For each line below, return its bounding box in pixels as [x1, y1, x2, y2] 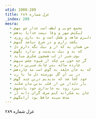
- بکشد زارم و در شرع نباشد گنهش [9, 40, 78, 45]
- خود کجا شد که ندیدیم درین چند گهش [9, 76, 87, 81]
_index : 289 [5, 16, 30, 21]
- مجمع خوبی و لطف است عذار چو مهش [9, 26, 83, 31]
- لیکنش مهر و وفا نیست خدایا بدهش [9, 30, 83, 35]
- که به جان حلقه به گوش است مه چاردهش [9, 67, 92, 72]
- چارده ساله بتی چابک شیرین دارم [9, 62, 80, 67]
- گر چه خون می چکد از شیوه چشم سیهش [9, 58, 87, 63]
